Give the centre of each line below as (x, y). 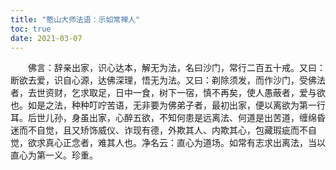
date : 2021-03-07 (46, 38)
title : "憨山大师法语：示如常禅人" (75, 19)
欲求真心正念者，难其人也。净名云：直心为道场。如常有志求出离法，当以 (176, 143)
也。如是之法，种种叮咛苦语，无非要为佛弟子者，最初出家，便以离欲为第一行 (168, 105)
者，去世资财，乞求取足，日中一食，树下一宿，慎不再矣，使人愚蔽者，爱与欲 (168, 93)
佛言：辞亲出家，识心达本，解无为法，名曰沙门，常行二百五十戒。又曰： (176, 68)
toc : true (31, 29)
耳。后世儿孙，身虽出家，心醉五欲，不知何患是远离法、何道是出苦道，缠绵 (163, 118)
